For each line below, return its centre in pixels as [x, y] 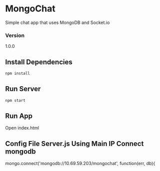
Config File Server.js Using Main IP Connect [74, 143]
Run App [19, 116]
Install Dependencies [39, 62]
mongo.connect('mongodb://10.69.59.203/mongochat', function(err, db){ [80, 164]
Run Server [23, 89]
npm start [15, 100]
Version [15, 35]
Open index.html [22, 128]
